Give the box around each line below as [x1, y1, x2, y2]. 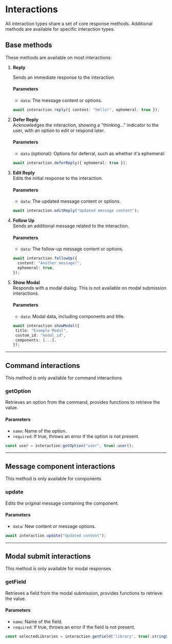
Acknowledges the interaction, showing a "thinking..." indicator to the [12, 122, 159, 128]
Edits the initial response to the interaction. [12, 175, 103, 181]
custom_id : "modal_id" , [15, 333, 66, 338]
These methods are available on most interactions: [5, 54, 112, 60]
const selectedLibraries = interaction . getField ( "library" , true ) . [5, 634, 153, 639]
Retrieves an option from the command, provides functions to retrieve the [5, 399, 160, 405]
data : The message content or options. [20, 97, 102, 103]
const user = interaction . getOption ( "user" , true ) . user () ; [5, 443, 134, 448]
